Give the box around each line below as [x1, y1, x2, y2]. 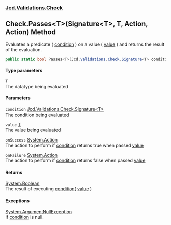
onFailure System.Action [5, 152, 58, 158]
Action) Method [5, 27, 56, 37]
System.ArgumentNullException [5, 209, 72, 215]
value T [5, 122, 21, 128]
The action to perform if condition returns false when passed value [5, 157, 146, 164]
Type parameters [5, 68, 43, 74]
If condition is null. [5, 214, 44, 220]
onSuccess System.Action [5, 137, 58, 143]
